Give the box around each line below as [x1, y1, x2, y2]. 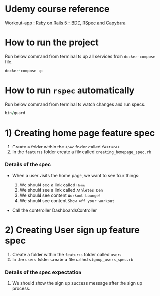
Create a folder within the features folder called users [12, 251, 122, 257]
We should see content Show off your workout [19, 197, 115, 203]
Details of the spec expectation [5, 269, 81, 276]
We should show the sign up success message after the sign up [12, 280, 142, 286]
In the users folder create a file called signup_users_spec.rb [12, 257, 134, 262]
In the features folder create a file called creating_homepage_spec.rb [12, 149, 152, 155]
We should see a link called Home [19, 182, 85, 188]
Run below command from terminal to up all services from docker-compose [5, 53, 156, 59]
